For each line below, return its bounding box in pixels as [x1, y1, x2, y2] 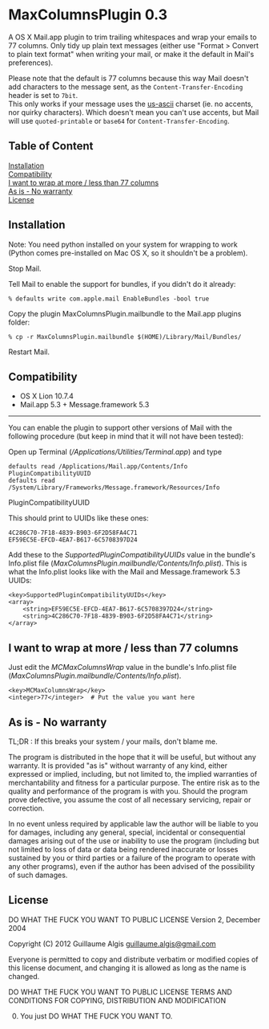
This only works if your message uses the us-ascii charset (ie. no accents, [8, 99, 254, 108]
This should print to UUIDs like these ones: [8, 513, 150, 523]
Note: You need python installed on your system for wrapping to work [8, 239, 238, 249]
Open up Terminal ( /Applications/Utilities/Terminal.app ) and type [8, 447, 223, 457]
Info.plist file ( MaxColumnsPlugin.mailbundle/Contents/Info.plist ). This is [8, 558, 247, 568]
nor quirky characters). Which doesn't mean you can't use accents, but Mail [8, 107, 259, 117]
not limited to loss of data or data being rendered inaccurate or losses [8, 845, 239, 854]
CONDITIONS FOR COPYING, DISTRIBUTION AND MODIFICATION [8, 995, 227, 1005]
